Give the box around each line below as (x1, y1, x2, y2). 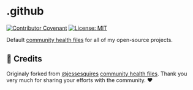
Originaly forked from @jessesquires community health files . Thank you (6, 70, 187, 77)
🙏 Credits (6, 54, 43, 64)
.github (6, 4, 44, 18)
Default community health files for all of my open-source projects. (6, 36, 173, 43)
